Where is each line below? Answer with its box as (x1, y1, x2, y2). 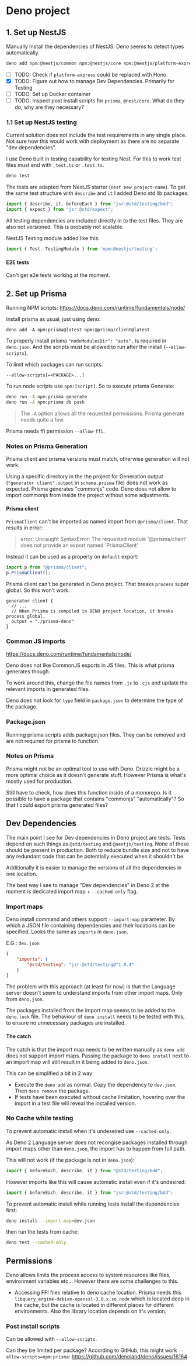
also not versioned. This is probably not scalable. (6, 224, 124, 231)
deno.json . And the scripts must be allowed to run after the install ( (6, 343, 166, 350)
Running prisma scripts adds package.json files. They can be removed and (6, 731, 185, 738)
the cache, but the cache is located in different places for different (14, 1302, 174, 1309)
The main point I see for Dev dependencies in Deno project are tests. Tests (6, 834, 186, 841)
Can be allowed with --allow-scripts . (6, 1336, 97, 1343)
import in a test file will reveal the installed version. (14, 1100, 136, 1107)
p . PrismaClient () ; (6, 570, 51, 576)
